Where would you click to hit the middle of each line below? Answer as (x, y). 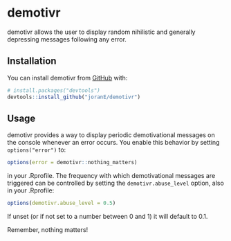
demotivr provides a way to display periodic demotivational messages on (111, 135)
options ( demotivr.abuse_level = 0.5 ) (62, 203)
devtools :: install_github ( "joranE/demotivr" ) (74, 97)
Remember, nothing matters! (48, 230)
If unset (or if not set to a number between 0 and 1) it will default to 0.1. (108, 217)
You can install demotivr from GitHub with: (67, 78)
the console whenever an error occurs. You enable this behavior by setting (113, 143)
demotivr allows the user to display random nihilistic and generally (101, 32)
